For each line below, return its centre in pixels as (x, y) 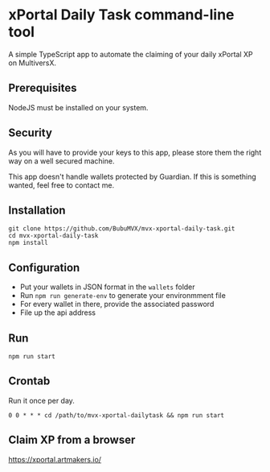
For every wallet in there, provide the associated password (117, 304)
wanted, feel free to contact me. (61, 185)
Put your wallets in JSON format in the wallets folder (107, 287)
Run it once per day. (41, 400)
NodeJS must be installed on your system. (78, 107)
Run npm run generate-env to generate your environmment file (123, 296)
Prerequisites (43, 88)
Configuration (44, 267)
